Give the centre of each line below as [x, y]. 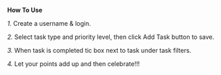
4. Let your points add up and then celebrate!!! [74, 64]
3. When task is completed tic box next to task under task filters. [99, 50]
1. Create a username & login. [49, 23]
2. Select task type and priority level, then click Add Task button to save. [111, 37]
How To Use [25, 10]
